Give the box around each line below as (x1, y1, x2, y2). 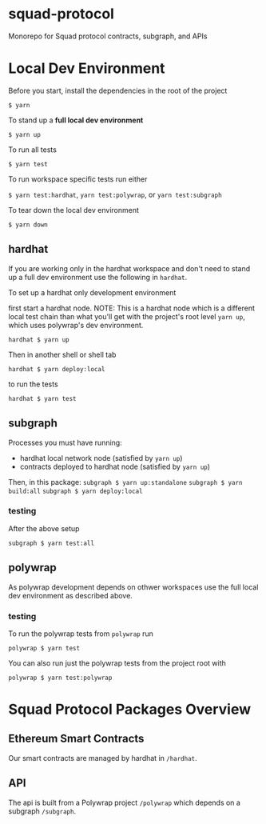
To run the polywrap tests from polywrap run (8, 629, 154, 638)
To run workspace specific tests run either (8, 174, 148, 184)
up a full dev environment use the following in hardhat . (8, 272, 188, 282)
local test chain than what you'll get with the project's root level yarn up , (8, 311, 245, 321)
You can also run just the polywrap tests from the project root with (8, 658, 226, 668)
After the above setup (8, 523, 80, 533)
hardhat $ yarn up (8, 335, 69, 344)
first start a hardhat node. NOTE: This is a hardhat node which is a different (8, 303, 256, 313)
